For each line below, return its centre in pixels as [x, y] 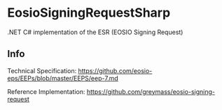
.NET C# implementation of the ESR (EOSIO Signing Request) [95, 32]
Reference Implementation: [46, 91]
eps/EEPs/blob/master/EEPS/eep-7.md [63, 78]
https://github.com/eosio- [115, 70]
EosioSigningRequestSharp [89, 13]
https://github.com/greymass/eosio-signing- [151, 91]
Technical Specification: [42, 70]
